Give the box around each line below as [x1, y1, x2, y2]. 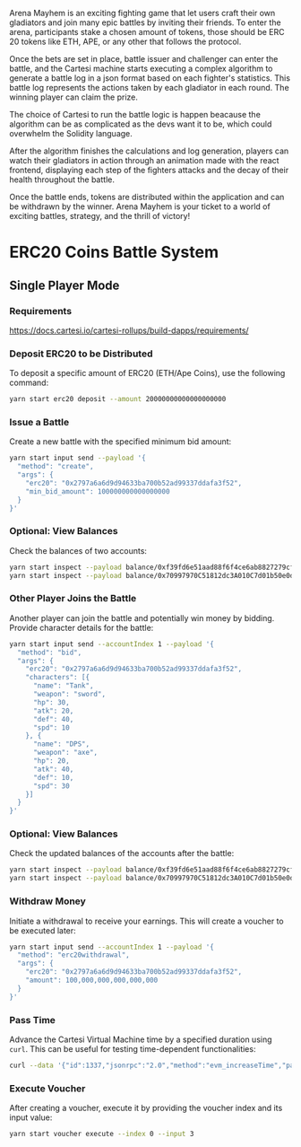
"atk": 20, [32, 706, 74, 715]
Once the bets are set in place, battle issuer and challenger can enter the [9, 54, 279, 64]
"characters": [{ [25, 673, 90, 682]
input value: [9, 1112, 53, 1123]
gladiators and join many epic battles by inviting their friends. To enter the [9, 17, 281, 28]
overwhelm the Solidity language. [9, 128, 133, 138]
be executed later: [9, 924, 76, 936]
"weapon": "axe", [32, 749, 99, 757]
